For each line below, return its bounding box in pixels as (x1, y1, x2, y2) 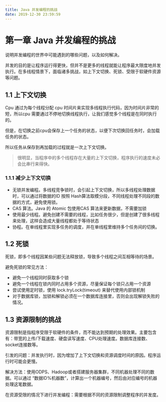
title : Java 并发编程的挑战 (5, 7, 58, 12)
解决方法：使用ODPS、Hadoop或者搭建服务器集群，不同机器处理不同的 (5, 369, 150, 375)
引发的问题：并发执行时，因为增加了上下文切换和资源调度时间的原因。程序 (5, 352, 157, 358)
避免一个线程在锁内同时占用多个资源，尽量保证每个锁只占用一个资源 (12, 281, 151, 287)
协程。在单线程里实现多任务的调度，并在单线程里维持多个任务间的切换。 (12, 223, 160, 230)
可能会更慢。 (13, 358, 40, 364)
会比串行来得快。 (17, 161, 52, 167)
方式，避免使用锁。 (21, 199, 60, 205)
